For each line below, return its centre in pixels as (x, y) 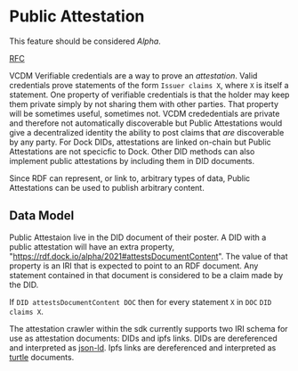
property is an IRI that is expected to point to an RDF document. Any (134, 266)
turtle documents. (42, 357)
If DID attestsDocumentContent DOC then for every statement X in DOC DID (141, 301)
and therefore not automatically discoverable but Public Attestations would (146, 123)
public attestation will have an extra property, (92, 246)
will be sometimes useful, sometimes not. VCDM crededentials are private (145, 113)
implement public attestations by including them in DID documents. (132, 161)
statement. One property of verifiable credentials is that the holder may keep (149, 95)
